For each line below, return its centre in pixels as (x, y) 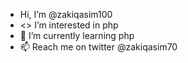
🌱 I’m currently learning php (77, 35)
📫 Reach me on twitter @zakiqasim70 (98, 47)
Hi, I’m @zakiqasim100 (66, 14)
